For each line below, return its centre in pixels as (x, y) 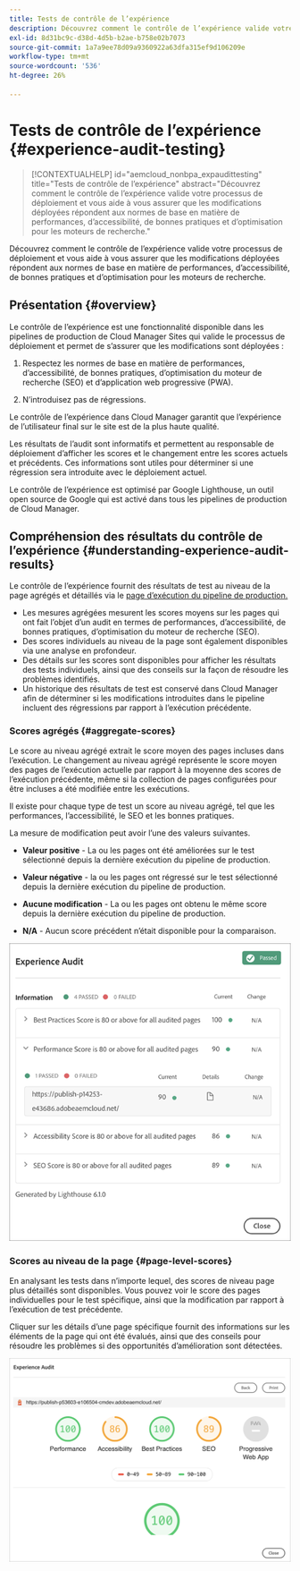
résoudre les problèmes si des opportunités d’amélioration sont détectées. (146, 1346)
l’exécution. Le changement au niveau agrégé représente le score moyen (143, 760)
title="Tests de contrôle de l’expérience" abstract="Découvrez (146, 183)
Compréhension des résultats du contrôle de (136, 536)
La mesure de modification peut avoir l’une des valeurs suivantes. (130, 833)
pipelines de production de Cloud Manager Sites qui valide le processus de (147, 336)
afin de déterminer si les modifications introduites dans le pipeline (143, 699)
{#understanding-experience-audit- (185, 550)
